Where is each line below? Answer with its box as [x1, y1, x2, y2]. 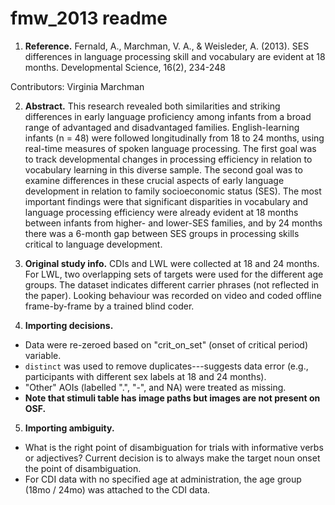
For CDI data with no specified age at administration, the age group [24, 473, 302, 485]
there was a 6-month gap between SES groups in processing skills [24, 227, 300, 239]
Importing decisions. [24, 319, 114, 331]
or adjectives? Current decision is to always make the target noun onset [24, 452, 321, 464]
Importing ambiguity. [24, 422, 115, 434]
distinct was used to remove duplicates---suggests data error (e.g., [24, 360, 309, 372]
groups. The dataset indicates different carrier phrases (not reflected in [24, 278, 320, 291]
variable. [24, 349, 62, 361]
